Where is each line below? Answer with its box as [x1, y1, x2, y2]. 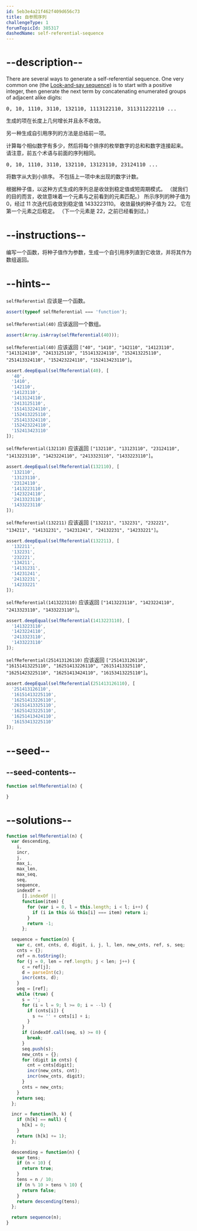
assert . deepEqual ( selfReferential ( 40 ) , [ [6, 368, 109, 373]
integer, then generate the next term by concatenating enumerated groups [6, 88, 186, 95]
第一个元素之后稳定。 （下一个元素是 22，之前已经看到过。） [6, 208, 152, 215]
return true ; [21, 1166, 54, 1172]
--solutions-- [6, 813, 72, 827]
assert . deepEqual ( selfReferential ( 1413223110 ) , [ [6, 618, 131, 623]
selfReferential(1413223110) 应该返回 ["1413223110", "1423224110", [6, 598, 175, 606]
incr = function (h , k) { [11, 1111, 72, 1117]
